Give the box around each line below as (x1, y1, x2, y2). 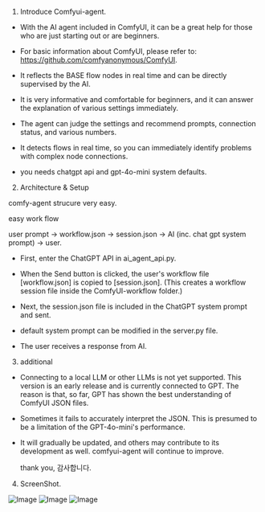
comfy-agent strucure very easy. (8, 199, 117, 207)
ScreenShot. (19, 479, 62, 489)
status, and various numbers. (19, 128, 117, 137)
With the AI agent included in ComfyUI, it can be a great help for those (19, 23, 253, 31)
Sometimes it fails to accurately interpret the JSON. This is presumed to (19, 414, 258, 423)
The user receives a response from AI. (19, 342, 147, 350)
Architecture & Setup (19, 182, 90, 192)
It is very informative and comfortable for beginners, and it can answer (19, 95, 255, 104)
